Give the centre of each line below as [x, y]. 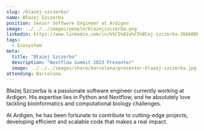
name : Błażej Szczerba [35, 18]
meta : [13, 51]
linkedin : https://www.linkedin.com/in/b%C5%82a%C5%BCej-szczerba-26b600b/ [104, 34]
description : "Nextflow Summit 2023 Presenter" [73, 62]
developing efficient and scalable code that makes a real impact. [87, 122]
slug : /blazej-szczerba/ [38, 12]
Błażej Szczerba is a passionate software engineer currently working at [95, 91]
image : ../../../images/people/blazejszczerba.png [72, 29]
